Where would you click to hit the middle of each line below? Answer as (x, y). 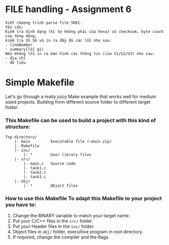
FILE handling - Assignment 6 (68, 9)
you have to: (21, 205)
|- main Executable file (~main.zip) (63, 142)
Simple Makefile (40, 83)
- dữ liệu (16, 62)
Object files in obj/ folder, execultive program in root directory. (78, 232)
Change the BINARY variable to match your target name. (71, 216)
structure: (18, 126)
